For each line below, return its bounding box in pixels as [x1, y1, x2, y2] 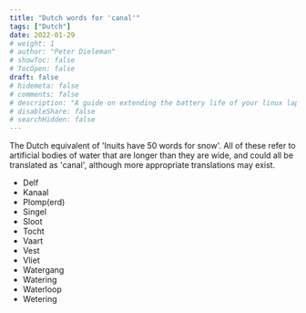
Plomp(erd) [22, 197, 66, 208]
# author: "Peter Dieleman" [9, 47, 117, 57]
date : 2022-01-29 [9, 30, 76, 39]
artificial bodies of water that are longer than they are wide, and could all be [9, 150, 294, 161]
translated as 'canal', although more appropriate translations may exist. [9, 160, 276, 171]
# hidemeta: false [9, 81, 79, 90]
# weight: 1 [9, 38, 55, 48]
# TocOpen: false [9, 65, 76, 74]
